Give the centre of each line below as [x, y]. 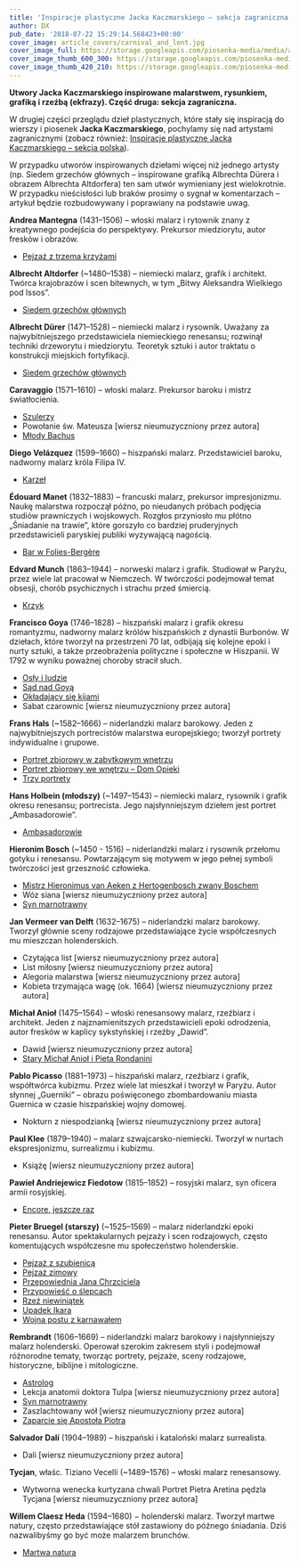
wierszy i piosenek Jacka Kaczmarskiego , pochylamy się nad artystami [141, 128]
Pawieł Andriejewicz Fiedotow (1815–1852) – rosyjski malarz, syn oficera [143, 1182]
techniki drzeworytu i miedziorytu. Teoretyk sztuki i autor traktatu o [133, 346]
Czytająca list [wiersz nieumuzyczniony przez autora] [121, 958]
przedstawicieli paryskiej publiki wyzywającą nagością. [110, 534]
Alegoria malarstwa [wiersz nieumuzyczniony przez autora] [131, 976]
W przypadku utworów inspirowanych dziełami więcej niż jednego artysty [145, 165]
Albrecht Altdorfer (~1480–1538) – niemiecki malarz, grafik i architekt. [138, 273]
